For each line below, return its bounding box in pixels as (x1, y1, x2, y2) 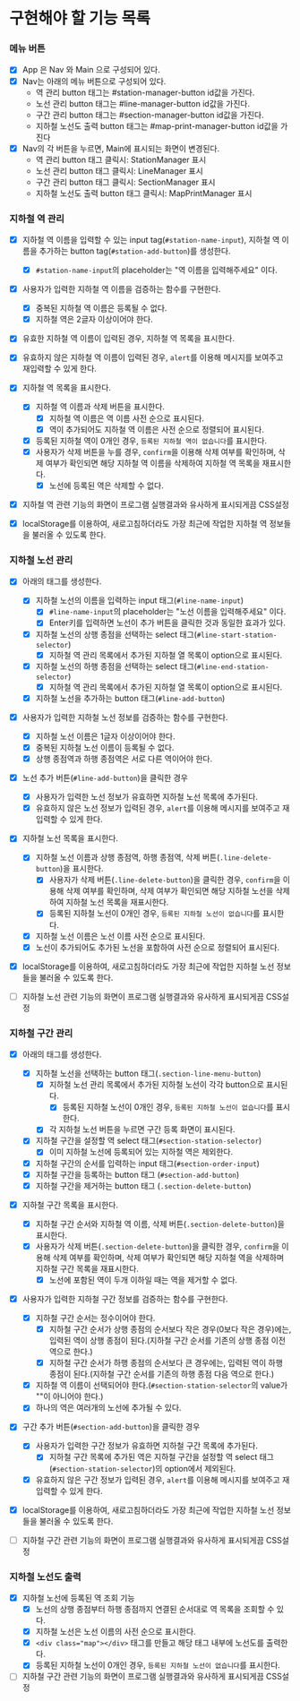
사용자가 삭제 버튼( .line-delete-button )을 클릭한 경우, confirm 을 (48, 874, 281, 885)
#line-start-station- (196, 631, 278, 640)
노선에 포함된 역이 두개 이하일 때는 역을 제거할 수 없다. (48, 1274, 238, 1285)
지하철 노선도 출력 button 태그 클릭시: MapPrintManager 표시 (35, 187, 253, 198)
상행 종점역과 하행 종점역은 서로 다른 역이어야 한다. (35, 753, 213, 764)
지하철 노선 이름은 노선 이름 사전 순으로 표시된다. (35, 931, 206, 941)
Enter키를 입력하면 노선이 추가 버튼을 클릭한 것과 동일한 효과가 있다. (48, 617, 287, 628)
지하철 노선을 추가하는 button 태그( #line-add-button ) (35, 692, 226, 703)
